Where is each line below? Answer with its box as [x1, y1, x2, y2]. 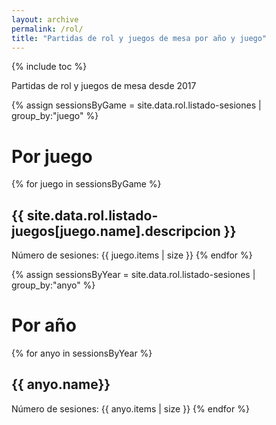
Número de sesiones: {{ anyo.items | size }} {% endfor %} [11, 402, 250, 415]
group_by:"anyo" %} [11, 279, 96, 291]
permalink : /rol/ [11, 24, 84, 34]
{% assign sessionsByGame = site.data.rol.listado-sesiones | [11, 99, 262, 111]
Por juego [11, 145, 93, 168]
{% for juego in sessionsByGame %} [11, 178, 162, 190]
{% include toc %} [11, 61, 88, 73]
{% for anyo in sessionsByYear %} [11, 347, 153, 360]
